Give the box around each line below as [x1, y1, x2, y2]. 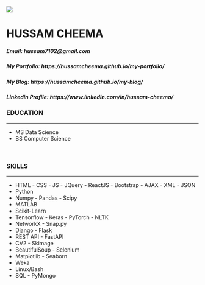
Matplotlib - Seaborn [15, 252, 68, 259]
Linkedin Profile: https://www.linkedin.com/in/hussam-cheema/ [6, 93, 174, 100]
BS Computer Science [15, 135, 71, 142]
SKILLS [6, 161, 29, 170]
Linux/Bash [15, 265, 44, 273]
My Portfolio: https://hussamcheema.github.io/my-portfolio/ [6, 63, 165, 70]
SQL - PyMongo [15, 272, 56, 279]
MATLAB [15, 200, 38, 208]
